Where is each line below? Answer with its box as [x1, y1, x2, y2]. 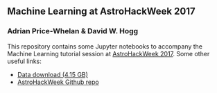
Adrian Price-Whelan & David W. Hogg [7, 26, 139, 36]
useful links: [7, 57, 42, 65]
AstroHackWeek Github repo [17, 78, 99, 86]
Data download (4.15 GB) [17, 70, 89, 78]
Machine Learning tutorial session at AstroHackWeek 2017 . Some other [7, 49, 210, 58]
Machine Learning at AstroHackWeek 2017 [7, 6, 196, 17]
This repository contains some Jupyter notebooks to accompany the [7, 42, 203, 51]
